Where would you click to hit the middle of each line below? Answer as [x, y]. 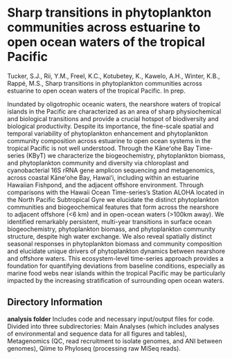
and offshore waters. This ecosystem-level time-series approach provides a [115, 258]
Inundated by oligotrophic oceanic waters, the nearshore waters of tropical [114, 104]
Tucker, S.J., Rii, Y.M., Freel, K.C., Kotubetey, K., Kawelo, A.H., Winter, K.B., [114, 76]
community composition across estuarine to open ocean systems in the [109, 140]
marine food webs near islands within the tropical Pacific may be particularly [116, 273]
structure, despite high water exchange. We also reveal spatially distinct [110, 236]
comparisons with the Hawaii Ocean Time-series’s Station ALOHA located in [116, 192]
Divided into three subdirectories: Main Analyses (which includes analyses [113, 326]
